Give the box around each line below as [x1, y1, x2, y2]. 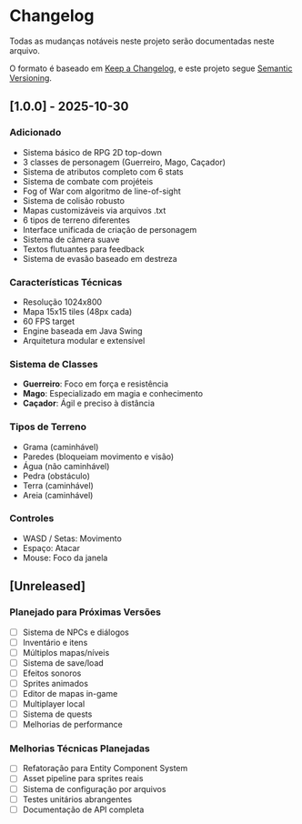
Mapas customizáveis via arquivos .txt [22, 205, 166, 216]
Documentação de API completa [22, 804, 145, 815]
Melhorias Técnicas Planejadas [9, 742, 150, 755]
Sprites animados [22, 678, 89, 688]
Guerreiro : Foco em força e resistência [22, 378, 169, 389]
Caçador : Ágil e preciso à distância [22, 397, 156, 409]
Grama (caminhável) [22, 441, 99, 452]
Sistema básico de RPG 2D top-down [22, 146, 162, 157]
